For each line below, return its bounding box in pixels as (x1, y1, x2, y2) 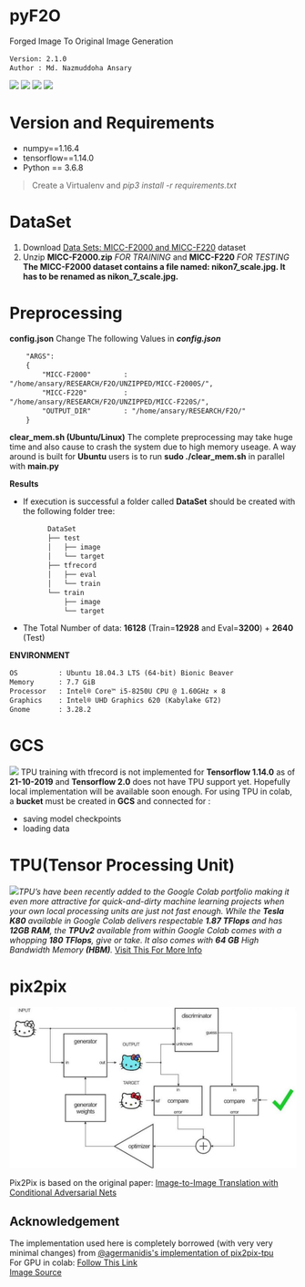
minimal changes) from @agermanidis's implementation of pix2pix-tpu (9, 1248, 274, 1259)
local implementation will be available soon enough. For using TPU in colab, (9, 786, 293, 797)
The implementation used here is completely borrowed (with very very (9, 1238, 273, 1249)
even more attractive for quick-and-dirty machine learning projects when (9, 895, 285, 907)
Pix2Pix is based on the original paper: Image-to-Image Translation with (9, 1178, 280, 1189)
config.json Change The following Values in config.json (9, 333, 221, 344)
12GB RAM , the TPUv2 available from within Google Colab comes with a (9, 924, 282, 935)
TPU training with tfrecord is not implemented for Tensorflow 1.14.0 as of (20, 767, 296, 777)
